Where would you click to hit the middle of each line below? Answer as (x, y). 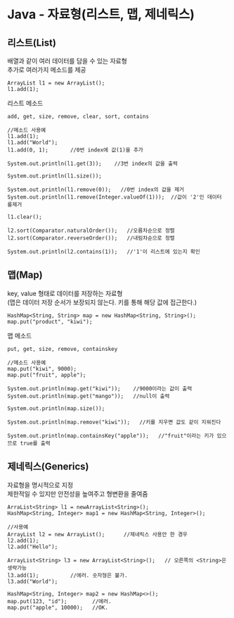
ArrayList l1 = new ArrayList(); (56, 83)
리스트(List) (32, 43)
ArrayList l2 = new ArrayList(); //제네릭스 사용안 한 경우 (98, 534)
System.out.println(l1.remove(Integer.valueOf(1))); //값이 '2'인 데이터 (115, 197)
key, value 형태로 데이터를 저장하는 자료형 (65, 293)
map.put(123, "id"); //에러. (59, 601)
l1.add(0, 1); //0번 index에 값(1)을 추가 (76, 150)
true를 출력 (35, 443)
